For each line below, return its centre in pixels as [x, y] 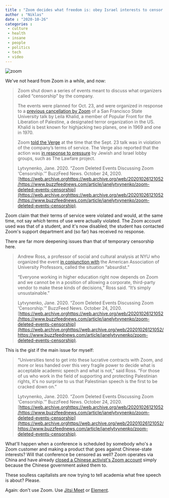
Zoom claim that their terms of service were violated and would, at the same [84, 215]
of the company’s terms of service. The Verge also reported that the [88, 148]
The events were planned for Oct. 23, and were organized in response [90, 106]
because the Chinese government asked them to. [56, 465]
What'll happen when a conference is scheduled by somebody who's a [79, 444]
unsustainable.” [33, 293]
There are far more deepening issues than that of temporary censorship [80, 241]
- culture [18, 29]
